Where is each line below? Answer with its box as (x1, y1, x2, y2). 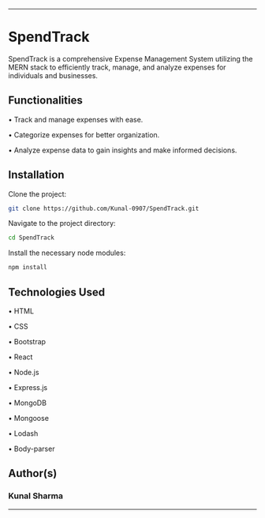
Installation (8, 168, 65, 182)
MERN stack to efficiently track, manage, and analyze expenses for (8, 62, 226, 72)
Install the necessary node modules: (8, 248, 126, 257)
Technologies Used (8, 285, 105, 298)
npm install (8, 264, 47, 272)
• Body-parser (8, 444, 55, 453)
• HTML (8, 306, 34, 316)
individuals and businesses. (8, 70, 99, 80)
